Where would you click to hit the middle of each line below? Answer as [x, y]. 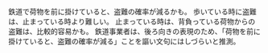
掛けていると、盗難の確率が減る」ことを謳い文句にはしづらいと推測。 [124, 41]
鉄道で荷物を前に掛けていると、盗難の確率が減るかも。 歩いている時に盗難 [132, 11]
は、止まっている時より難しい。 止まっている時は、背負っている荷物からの [132, 21]
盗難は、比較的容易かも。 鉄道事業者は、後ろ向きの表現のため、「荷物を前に [134, 31]
